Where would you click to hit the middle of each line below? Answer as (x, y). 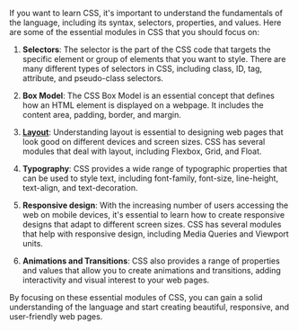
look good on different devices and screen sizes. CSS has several (144, 142)
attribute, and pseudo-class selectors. (93, 78)
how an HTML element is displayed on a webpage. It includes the (143, 105)
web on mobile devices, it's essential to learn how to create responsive (153, 215)
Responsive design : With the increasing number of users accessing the (155, 205)
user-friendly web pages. (56, 317)
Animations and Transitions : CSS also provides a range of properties (151, 261)
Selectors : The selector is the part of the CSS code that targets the (146, 49)
